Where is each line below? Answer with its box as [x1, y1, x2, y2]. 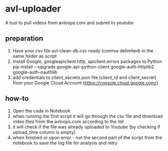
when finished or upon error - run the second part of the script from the [12, 134, 162, 140]
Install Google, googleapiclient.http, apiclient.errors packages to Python [12, 58, 162, 64]
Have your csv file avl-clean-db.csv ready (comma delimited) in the [12, 47, 153, 53]
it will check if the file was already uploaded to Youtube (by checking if [12, 124, 160, 130]
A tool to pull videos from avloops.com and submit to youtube [5, 20, 134, 26]
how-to [5, 94, 29, 103]
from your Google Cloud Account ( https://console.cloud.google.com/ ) [12, 80, 158, 86]
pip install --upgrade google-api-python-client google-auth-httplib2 [12, 63, 154, 69]
